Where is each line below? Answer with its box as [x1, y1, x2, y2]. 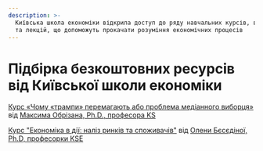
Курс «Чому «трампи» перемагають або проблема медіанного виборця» [8, 102, 254, 112]
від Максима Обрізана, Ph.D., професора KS [8, 110, 157, 120]
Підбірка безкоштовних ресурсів [8, 59, 235, 77]
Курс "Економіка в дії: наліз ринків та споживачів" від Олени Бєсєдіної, [8, 126, 248, 135]
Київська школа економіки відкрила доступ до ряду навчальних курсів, [15, 19, 250, 27]
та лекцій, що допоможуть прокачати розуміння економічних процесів [15, 26, 243, 34]
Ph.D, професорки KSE [8, 134, 84, 143]
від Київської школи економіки [8, 76, 222, 94]
